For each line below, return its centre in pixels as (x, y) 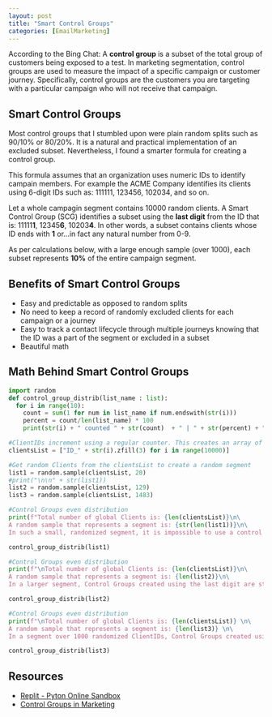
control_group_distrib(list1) (59, 547)
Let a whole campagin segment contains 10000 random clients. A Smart (128, 208)
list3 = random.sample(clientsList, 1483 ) (81, 496)
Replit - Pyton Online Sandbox (70, 696)
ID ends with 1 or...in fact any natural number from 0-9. (100, 234)
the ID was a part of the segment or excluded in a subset (115, 338)
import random (32, 390)
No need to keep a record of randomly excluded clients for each (127, 312)
